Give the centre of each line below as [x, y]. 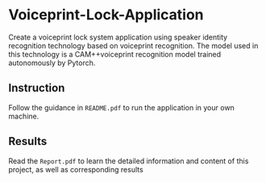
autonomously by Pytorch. [52, 63]
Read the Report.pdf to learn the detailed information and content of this [129, 161]
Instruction [37, 88]
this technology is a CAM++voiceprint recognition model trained [115, 54]
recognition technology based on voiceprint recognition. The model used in [133, 45]
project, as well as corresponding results [76, 169]
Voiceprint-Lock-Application [106, 15]
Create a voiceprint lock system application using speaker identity [118, 37]
